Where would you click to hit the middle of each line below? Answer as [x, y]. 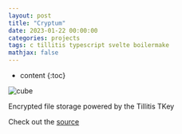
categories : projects [44, 38]
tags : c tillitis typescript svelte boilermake [89, 45]
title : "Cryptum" [37, 23]
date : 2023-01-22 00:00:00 [53, 30]
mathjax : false [34, 53]
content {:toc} [43, 75]
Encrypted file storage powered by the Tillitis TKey [91, 106]
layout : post [30, 16]
